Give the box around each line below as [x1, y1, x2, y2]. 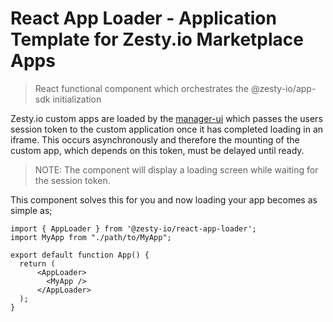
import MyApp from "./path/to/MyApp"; [10, 232, 172, 242]
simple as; [10, 204, 53, 216]
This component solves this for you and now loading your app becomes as [10, 193, 318, 206]
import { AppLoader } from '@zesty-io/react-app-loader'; [10, 223, 257, 234]
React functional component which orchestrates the [34, 82, 249, 94]
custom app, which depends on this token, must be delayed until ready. [10, 144, 305, 156]
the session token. [34, 174, 111, 186]
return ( [19, 258, 56, 269]
